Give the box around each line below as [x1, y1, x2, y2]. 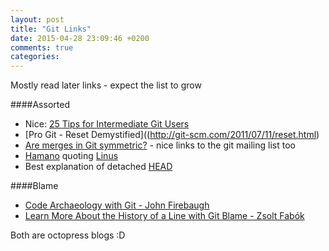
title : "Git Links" [10, 24, 92, 34]
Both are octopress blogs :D [10, 229, 126, 241]
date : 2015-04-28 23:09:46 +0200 [10, 33, 150, 43]
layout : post [10, 14, 65, 25]
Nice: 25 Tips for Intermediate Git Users [24, 118, 190, 130]
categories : [10, 52, 60, 62]
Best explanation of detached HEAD [24, 161, 173, 173]
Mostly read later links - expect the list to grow [10, 79, 202, 91]
